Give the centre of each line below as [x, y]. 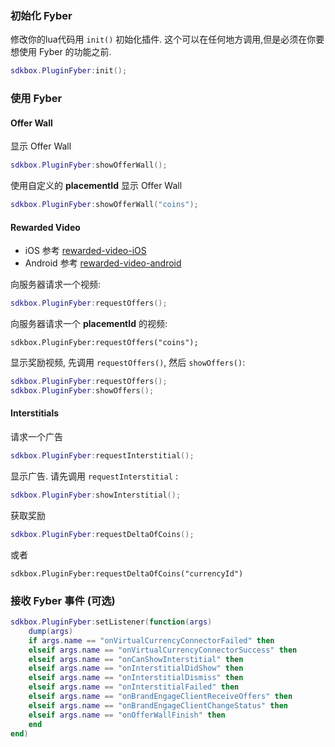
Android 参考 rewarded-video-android [103, 263]
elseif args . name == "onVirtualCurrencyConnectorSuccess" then [163, 650]
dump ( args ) [51, 631]
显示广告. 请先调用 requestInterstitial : [94, 476]
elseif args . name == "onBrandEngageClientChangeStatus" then [158, 705]
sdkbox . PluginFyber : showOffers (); [82, 391]
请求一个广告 [36, 437]
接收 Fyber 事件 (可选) [63, 600]
